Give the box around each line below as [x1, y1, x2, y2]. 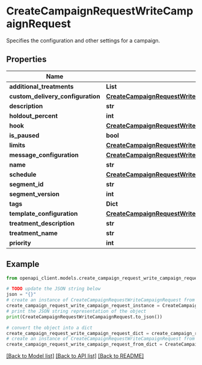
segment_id [9, 180, 44, 188]
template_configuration [9, 209, 78, 218]
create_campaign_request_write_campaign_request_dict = [6, 330, 149, 336]
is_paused [9, 131, 40, 140]
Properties [6, 54, 47, 64]
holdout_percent [9, 111, 58, 120]
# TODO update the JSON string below [6, 286, 101, 292]
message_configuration [9, 150, 79, 159]
